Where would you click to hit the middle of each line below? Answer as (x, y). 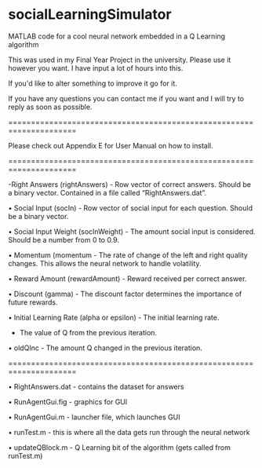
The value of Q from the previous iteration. (88, 332)
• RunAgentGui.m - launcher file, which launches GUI (94, 417)
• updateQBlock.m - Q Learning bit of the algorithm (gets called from (120, 447)
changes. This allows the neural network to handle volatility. (105, 263)
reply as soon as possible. (50, 107)
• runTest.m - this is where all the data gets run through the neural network (129, 432)
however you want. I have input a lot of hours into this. (96, 68)
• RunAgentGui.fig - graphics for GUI (68, 401)
